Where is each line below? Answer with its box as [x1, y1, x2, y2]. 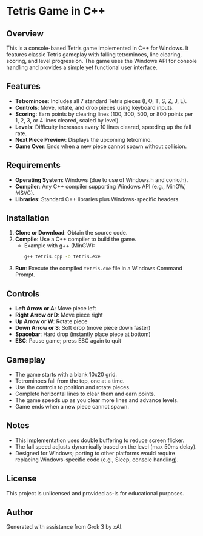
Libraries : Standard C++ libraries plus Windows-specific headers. [15, 195, 180, 203]
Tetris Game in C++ [6, 4, 106, 18]
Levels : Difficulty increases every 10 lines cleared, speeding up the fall [15, 123, 192, 130]
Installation [6, 213, 50, 224]
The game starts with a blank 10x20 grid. [15, 370, 117, 378]
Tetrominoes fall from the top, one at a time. [15, 377, 125, 384]
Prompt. [15, 271, 35, 278]
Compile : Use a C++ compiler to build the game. [15, 235, 136, 243]
